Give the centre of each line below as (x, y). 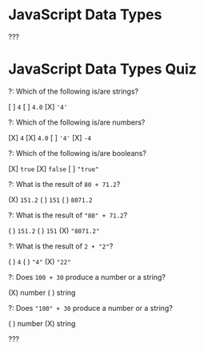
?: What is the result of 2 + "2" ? (61, 246)
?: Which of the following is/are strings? (74, 91)
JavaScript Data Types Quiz (103, 69)
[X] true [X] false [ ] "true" (54, 169)
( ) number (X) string (42, 323)
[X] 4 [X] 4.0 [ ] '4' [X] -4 (50, 137)
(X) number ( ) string (42, 292)
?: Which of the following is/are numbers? (77, 122)
